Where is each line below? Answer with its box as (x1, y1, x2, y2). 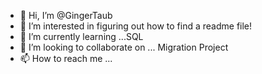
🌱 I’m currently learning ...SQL (19, 31, 144, 42)
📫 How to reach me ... (19, 53, 113, 64)
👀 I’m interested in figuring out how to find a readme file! (19, 20, 253, 32)
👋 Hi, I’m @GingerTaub (19, 10, 113, 21)
